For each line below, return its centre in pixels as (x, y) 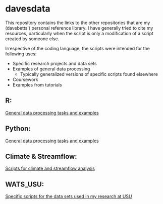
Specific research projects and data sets (55, 63)
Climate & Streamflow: (41, 156)
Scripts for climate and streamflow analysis (50, 168)
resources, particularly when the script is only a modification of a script (79, 33)
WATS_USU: (25, 184)
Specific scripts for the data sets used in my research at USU (69, 196)
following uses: (21, 54)
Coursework (25, 79)
